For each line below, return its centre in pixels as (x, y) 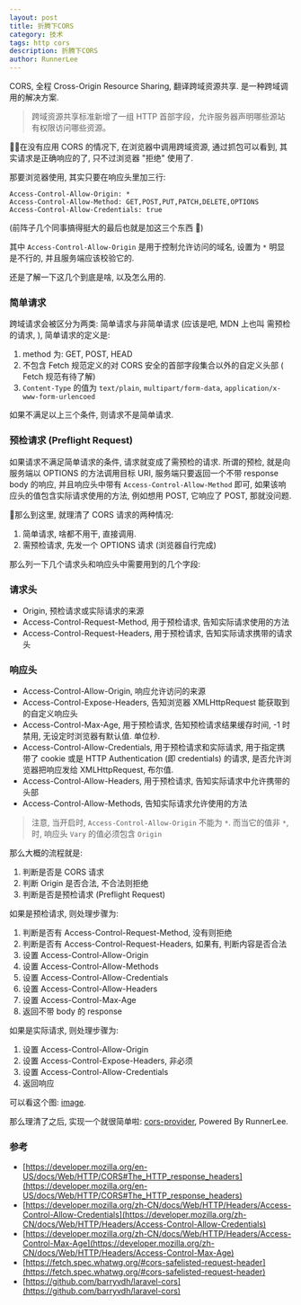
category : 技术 (36, 34)
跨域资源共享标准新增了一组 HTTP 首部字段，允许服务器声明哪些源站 (158, 116)
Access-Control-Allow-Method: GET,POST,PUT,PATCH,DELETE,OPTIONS (134, 202)
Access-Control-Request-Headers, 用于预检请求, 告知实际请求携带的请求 (157, 633)
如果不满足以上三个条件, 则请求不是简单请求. (92, 415)
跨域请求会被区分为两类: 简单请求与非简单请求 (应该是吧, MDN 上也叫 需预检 (150, 324)
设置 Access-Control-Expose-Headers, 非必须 (107, 1061)
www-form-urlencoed (59, 397)
